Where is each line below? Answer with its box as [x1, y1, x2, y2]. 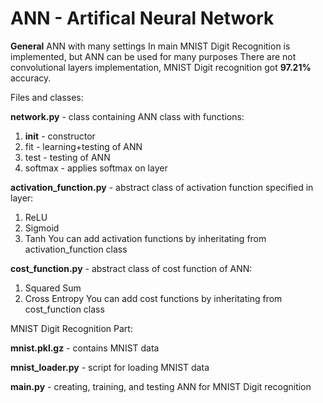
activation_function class [24, 243, 128, 255]
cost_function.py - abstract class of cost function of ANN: [10, 262, 253, 274]
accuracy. [10, 72, 52, 84]
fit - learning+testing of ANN [24, 140, 143, 152]
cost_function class [24, 303, 105, 315]
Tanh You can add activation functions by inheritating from [24, 232, 267, 244]
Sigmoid [24, 222, 60, 234]
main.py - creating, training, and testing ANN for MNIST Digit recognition [10, 380, 312, 392]
